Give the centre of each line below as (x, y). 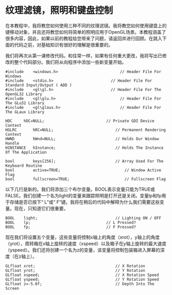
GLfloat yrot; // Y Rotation (75, 270)
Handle (12, 143)
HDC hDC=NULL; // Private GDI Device (80, 121)
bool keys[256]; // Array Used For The (84, 161)
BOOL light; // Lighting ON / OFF (83, 218)
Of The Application (26, 152)
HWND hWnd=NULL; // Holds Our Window (82, 139)
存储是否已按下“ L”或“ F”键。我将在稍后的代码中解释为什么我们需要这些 (85, 202)
